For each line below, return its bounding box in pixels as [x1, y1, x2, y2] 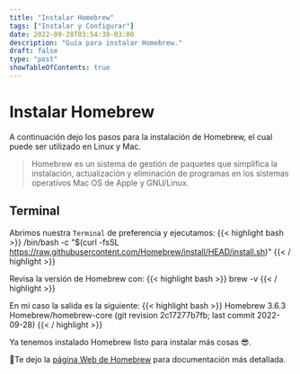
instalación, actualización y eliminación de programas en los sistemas [31, 168, 289, 178]
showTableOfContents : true [9, 64, 110, 73]
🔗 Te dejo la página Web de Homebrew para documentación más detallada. [9, 353, 286, 364]
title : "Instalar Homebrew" [9, 13, 115, 22]
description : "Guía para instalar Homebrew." [9, 38, 182, 48]
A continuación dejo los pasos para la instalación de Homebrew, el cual [9, 131, 273, 142]
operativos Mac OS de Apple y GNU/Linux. [31, 177, 190, 188]
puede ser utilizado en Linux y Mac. [9, 141, 142, 152]
